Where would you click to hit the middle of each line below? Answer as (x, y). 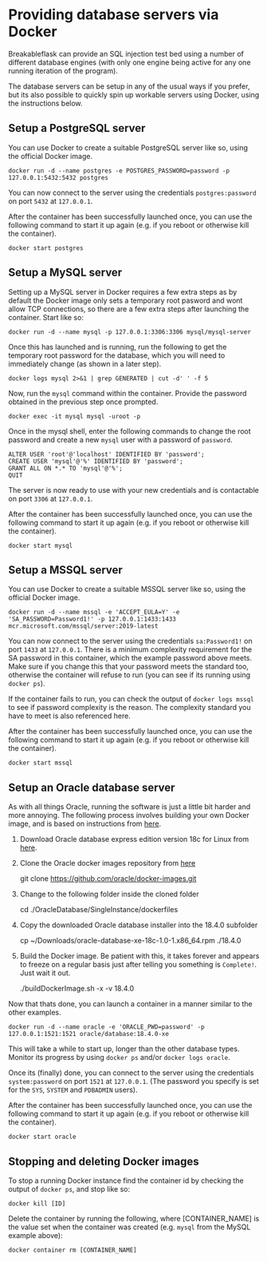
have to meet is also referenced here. (70, 716)
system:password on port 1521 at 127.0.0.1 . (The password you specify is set (133, 1081)
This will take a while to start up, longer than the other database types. (124, 1049)
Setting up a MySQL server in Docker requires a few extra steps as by (123, 292)
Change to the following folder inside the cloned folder (109, 894)
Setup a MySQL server (65, 273)
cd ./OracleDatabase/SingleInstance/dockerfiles (99, 910)
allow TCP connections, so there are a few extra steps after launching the (129, 308)
